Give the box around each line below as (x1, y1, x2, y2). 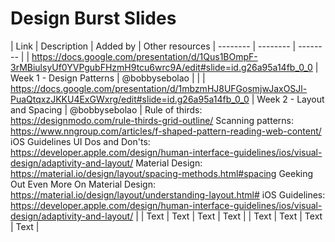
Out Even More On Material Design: (10, 178, 157, 190)
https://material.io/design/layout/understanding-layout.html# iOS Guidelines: (10, 188, 326, 201)
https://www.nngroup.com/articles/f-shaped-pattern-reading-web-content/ (10, 125, 322, 137)
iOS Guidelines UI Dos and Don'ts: (10, 135, 151, 147)
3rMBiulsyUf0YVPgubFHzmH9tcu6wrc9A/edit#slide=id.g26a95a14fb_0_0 (10, 61, 313, 73)
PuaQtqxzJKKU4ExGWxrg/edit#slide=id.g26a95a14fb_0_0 (10, 93, 250, 105)
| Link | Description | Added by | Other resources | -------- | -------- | (10, 40, 297, 52)
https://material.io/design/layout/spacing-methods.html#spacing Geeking (10, 167, 314, 179)
